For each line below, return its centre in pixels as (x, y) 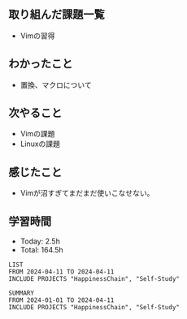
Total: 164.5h (41, 250)
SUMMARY (22, 293)
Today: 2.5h (40, 241)
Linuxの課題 (40, 144)
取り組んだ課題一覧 (57, 15)
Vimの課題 (37, 134)
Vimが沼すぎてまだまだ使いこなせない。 (87, 193)
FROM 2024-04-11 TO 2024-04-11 (61, 272)
